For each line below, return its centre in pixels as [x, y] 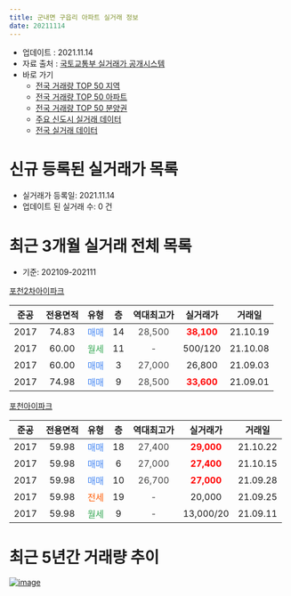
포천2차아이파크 [37, 291]
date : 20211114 [37, 26]
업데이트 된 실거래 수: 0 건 [67, 206]
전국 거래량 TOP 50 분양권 [81, 108]
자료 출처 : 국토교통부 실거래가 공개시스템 [93, 63]
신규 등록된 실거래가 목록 [94, 169]
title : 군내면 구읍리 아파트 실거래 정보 [74, 17]
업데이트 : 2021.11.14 [57, 52]
